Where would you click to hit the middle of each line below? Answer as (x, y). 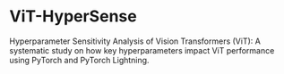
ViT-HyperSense (73, 16)
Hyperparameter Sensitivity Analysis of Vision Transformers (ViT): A (135, 41)
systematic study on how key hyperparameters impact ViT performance (142, 50)
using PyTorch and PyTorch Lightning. (79, 60)
